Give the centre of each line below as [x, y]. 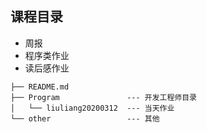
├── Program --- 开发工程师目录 [103, 97]
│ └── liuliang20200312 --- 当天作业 [92, 108]
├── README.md [40, 87]
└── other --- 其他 [85, 118]
